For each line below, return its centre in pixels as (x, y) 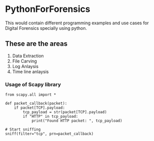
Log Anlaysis (25, 66)
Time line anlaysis (30, 71)
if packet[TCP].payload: (39, 108)
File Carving (24, 61)
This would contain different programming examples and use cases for (77, 23)
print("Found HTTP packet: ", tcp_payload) (77, 121)
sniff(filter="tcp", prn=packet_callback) (49, 134)
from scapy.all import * (31, 95)
